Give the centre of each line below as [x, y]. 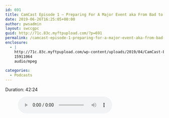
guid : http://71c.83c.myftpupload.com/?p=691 [54, 33]
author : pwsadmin [23, 24]
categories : [18, 71]
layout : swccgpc [22, 29]
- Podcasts [21, 75]
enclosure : [17, 43]
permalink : [17, 38]
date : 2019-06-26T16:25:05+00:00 [40, 19]
